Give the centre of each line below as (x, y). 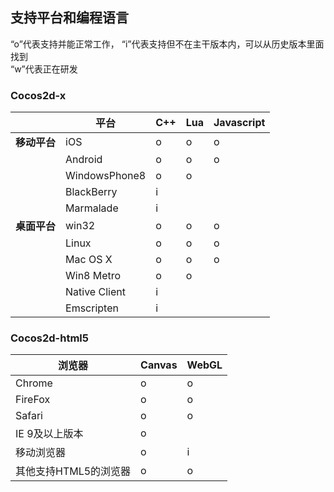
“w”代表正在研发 (44, 69)
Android (84, 160)
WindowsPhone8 (106, 176)
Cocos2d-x (38, 95)
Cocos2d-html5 (49, 338)
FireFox (33, 400)
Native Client (95, 292)
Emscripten (92, 308)
